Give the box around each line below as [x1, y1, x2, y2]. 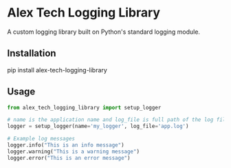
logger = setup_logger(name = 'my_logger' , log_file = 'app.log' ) [7, 123, 189, 130]
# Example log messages [7, 136, 76, 143]
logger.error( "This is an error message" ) [7, 154, 131, 161]
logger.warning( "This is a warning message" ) [7, 148, 140, 155]
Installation [7, 48, 56, 59]
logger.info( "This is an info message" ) [7, 142, 125, 149]
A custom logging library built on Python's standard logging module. [7, 28, 201, 36]
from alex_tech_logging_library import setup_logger [7, 104, 162, 111]
